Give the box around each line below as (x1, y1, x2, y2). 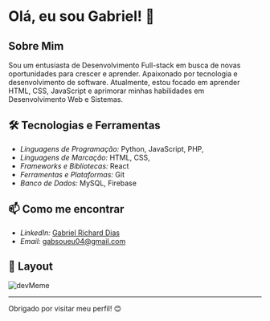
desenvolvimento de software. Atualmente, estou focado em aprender (8, 78, 240, 87)
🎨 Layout (8, 260, 54, 274)
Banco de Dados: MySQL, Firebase (19, 178, 137, 188)
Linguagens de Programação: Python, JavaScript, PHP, (19, 144, 204, 153)
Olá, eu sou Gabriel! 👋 (8, 7, 155, 26)
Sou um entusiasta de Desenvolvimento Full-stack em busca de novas (8, 60, 241, 70)
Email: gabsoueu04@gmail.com (19, 236, 126, 246)
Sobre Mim (8, 39, 64, 53)
